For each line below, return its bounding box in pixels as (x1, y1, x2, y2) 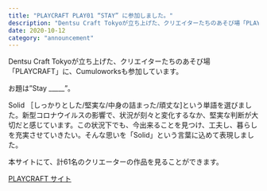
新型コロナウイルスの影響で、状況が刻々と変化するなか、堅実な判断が (21, 111, 252, 120)
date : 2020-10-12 (8, 26, 66, 34)
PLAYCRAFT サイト (8, 174, 72, 184)
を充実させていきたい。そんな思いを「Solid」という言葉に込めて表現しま (8, 131, 248, 140)
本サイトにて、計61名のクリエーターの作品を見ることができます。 (8, 157, 224, 167)
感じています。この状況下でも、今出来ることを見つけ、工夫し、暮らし (29, 120, 258, 130)
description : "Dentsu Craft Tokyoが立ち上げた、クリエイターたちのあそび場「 (8, 19, 246, 27)
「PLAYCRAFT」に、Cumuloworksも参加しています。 (8, 67, 184, 76)
